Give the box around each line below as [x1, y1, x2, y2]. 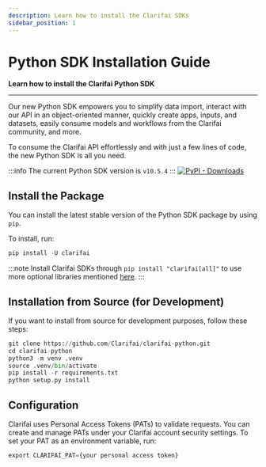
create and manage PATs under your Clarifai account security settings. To [8, 428, 249, 437]
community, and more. [8, 127, 82, 137]
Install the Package [8, 189, 104, 203]
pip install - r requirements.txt [8, 369, 119, 377]
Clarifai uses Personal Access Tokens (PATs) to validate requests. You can [8, 420, 250, 428]
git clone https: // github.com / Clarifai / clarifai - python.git [8, 340, 211, 347]
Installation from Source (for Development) [8, 294, 224, 309]
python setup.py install [8, 377, 90, 385]
